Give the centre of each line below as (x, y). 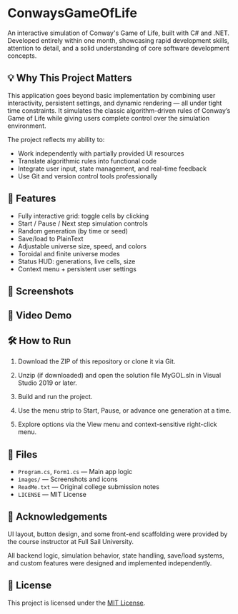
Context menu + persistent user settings (77, 268)
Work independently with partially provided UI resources (101, 153)
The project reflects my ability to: (56, 139)
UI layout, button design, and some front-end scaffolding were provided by (118, 534)
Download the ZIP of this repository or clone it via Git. (96, 361)
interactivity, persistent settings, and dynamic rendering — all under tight (115, 103)
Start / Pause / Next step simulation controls (83, 223)
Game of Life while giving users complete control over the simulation (109, 118)
